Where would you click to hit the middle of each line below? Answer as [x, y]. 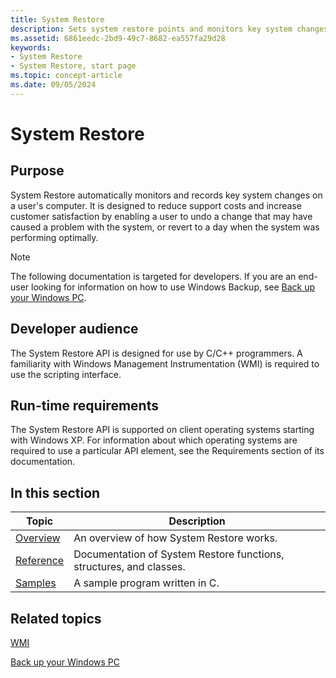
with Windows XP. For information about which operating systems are [154, 440]
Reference [40, 561]
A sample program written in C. [146, 583]
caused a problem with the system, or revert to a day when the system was [165, 227]
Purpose [37, 171]
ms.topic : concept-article [66, 76]
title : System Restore [57, 19]
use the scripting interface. [66, 374]
